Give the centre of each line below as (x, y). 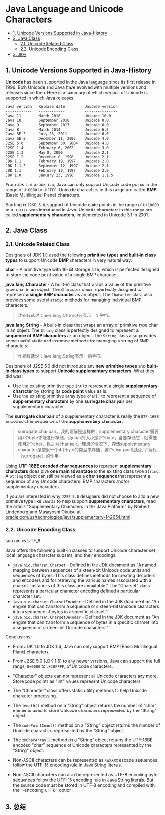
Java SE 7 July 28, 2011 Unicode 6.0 (57, 134)
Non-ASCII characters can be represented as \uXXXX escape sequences (85, 760)
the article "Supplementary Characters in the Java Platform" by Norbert (78, 507)
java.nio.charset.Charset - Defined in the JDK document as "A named (84, 565)
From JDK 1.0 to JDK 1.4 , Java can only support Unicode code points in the (81, 184)
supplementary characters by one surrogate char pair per (72, 401)
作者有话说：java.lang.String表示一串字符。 (61, 356)
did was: (14, 376)
